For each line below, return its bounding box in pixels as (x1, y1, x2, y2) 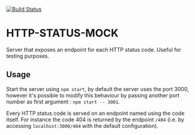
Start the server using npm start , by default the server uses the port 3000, (6, 85, 189, 92)
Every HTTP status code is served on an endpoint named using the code (6, 109, 185, 117)
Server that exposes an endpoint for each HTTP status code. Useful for (6, 46, 181, 53)
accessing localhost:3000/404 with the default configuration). (6, 122, 159, 129)
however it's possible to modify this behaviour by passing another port (6, 92, 180, 99)
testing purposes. (6, 52, 49, 59)
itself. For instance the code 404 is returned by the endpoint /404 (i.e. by (6, 116, 185, 123)
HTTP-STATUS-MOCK (6, 27, 119, 40)
